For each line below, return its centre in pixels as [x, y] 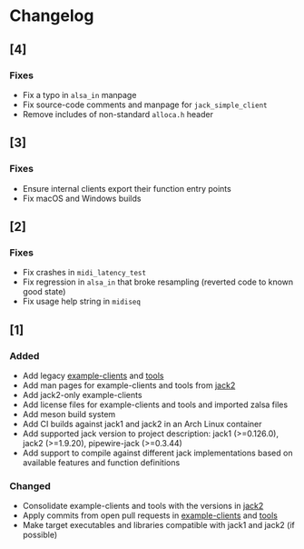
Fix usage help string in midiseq [81, 302]
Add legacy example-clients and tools [93, 375]
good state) [44, 292]
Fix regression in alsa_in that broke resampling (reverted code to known [158, 282]
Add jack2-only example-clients [82, 394]
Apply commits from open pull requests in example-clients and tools [150, 515]
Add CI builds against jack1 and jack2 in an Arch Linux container [142, 424]
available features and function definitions [101, 462]
